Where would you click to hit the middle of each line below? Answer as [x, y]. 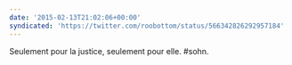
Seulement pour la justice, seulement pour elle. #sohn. [109, 51]
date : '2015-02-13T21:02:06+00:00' [75, 17]
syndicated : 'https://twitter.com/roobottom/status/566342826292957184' [147, 26]
